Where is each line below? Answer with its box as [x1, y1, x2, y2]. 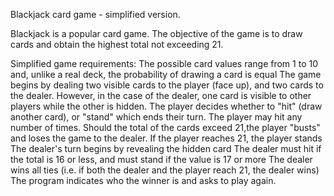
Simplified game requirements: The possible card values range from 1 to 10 [10, 58, 319, 69]
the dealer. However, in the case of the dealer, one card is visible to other [10, 90, 312, 101]
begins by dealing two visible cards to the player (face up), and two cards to [10, 79, 324, 91]
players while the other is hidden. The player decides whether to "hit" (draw [10, 100, 323, 112]
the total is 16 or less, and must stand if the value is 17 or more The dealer [10, 154, 313, 165]
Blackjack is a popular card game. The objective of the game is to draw [10, 28, 303, 39]
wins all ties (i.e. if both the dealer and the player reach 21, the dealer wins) [10, 164, 320, 176]
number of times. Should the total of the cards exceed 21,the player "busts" [10, 122, 321, 133]
